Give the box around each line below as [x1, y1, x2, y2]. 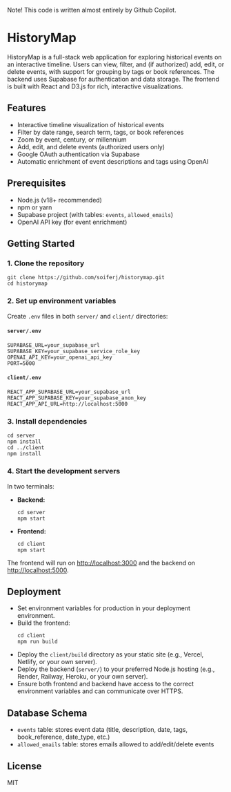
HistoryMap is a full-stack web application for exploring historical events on [7, 53, 222, 61]
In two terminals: [7, 482, 54, 490]
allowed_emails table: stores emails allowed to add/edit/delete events [17, 740, 214, 748]
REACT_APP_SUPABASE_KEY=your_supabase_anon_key [7, 394, 147, 402]
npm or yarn [17, 203, 52, 211]
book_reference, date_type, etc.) [17, 733, 110, 742]
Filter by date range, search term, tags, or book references [17, 128, 184, 136]
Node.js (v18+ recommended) [17, 196, 102, 204]
